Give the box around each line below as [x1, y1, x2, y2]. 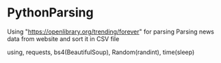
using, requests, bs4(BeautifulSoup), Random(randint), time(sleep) [7, 48, 195, 56]
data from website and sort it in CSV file [7, 34, 120, 42]
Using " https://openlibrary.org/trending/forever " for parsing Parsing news [7, 27, 214, 36]
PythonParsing [7, 5, 94, 21]
